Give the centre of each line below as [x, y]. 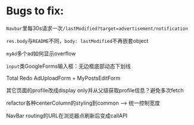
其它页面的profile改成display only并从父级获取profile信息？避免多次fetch [95, 90]
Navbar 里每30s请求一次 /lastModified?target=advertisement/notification [97, 28]
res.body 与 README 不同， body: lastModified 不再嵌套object [77, 40]
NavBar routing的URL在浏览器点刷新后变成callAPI [67, 115]
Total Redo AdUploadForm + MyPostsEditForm [63, 78]
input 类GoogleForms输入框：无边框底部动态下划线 [68, 66]
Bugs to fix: [35, 11]
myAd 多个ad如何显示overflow [41, 53]
